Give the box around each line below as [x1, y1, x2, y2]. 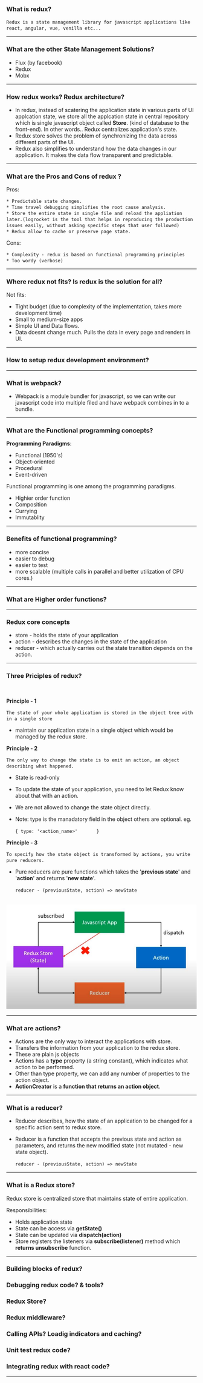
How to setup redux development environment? [6, 356, 149, 365]
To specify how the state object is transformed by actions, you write [6, 851, 190, 857]
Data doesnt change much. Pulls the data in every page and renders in [14, 329, 191, 336]
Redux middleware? [6, 1313, 66, 1322]
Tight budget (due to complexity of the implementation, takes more [14, 303, 182, 310]
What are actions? [6, 1024, 61, 1032]
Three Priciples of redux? [6, 672, 82, 680]
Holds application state [14, 1218, 72, 1225]
